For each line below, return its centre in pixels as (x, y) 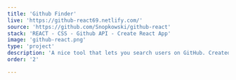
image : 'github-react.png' (47, 40)
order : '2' (23, 60)
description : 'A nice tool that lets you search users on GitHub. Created (119, 53)
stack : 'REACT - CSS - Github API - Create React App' (89, 33)
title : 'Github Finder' (42, 14)
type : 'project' (31, 46)
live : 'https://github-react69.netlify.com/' (75, 20)
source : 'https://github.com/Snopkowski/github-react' (89, 27)
